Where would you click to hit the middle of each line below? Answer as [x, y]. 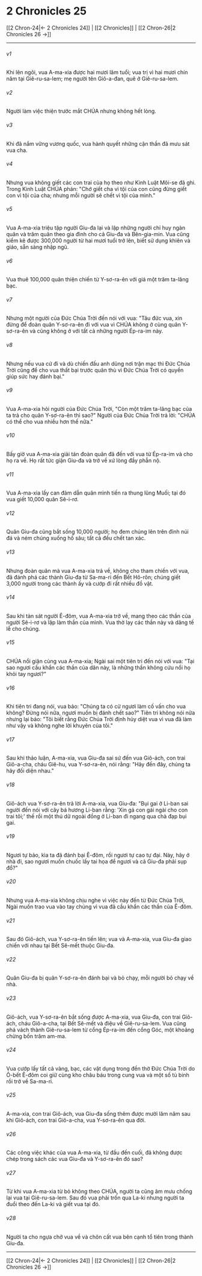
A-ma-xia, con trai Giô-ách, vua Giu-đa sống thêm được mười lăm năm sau [98, 1114]
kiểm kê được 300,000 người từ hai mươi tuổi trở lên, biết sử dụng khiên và [98, 240]
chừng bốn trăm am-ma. [36, 1036]
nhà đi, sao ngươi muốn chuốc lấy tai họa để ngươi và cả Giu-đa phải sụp [96, 861]
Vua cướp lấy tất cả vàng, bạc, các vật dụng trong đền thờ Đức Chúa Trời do [101, 1068]
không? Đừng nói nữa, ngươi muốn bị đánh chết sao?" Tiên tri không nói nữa [101, 713]
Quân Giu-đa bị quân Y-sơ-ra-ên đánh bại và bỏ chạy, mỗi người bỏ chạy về [100, 978]
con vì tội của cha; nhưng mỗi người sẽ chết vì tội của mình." [81, 195]
